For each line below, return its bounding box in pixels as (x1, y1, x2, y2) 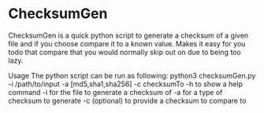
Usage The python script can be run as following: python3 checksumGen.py (8, 71, 256, 80)
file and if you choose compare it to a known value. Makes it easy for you (8, 38, 246, 48)
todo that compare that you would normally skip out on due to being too (8, 47, 242, 56)
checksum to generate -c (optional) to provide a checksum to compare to (8, 96, 247, 105)
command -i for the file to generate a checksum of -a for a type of (8, 87, 223, 97)
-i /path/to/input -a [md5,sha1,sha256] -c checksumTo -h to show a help (8, 79, 243, 89)
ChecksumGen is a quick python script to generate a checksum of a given (8, 31, 249, 40)
